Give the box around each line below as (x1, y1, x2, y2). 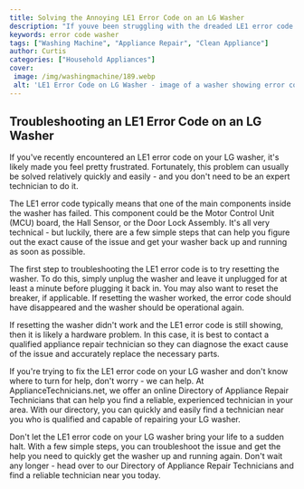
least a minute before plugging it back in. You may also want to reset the (9, 283, 279, 294)
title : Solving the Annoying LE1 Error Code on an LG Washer (9, 13, 245, 23)
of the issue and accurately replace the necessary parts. (9, 349, 220, 360)
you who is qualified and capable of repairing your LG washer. (9, 414, 242, 425)
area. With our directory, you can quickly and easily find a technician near (9, 404, 284, 416)
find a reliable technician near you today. (9, 470, 161, 481)
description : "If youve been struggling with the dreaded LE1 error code (9, 22, 294, 31)
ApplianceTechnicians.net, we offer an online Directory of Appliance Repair (9, 385, 290, 396)
